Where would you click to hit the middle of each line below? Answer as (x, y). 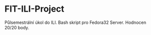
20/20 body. (17, 27)
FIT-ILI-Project (34, 9)
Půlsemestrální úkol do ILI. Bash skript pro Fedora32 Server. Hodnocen (75, 22)
